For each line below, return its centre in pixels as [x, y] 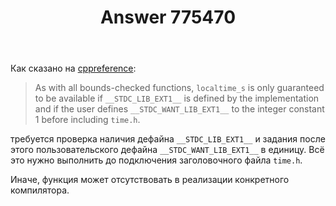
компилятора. [40, 190]
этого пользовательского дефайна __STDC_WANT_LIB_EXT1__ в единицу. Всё [167, 150]
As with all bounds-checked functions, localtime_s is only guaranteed [179, 88]
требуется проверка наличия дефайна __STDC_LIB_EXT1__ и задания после [168, 139]
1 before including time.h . [87, 120]
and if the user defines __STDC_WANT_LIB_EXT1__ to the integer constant [179, 109]
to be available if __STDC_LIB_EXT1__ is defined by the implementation [177, 98]
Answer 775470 [168, 17]
